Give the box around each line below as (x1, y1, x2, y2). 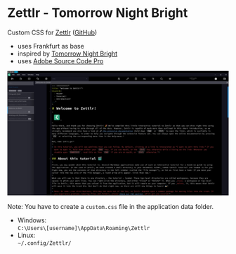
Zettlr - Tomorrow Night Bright (7, 5, 188, 21)
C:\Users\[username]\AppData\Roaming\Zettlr (17, 225, 150, 232)
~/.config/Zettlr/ (17, 240, 72, 247)
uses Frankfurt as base (17, 42, 84, 50)
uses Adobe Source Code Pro (17, 56, 104, 65)
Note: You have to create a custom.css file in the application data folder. (7, 203, 214, 211)
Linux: (17, 231, 36, 240)
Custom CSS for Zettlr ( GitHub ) (7, 28, 98, 37)
